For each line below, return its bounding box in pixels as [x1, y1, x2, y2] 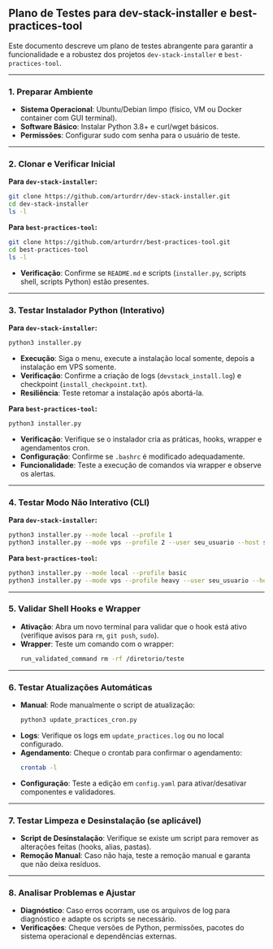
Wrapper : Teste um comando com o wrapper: [19, 638, 175, 649]
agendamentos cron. [19, 442, 90, 452]
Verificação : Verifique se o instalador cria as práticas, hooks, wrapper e [19, 434, 262, 444]
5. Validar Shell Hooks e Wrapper [8, 603, 141, 615]
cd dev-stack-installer [8, 200, 89, 208]
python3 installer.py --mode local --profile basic [8, 568, 187, 577]
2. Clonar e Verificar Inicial [8, 159, 115, 170]
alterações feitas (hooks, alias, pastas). [19, 842, 152, 852]
